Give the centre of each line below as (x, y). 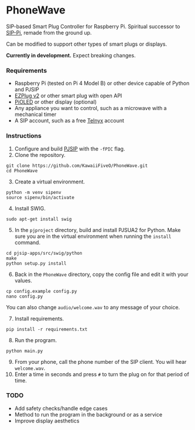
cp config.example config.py (42, 291)
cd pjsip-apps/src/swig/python (44, 253)
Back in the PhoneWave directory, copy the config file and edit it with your (101, 274)
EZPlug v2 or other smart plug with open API (68, 96)
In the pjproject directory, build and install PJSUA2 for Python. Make (97, 230)
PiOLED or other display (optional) (56, 102)
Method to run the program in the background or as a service (88, 414)
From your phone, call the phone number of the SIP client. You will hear (100, 361)
